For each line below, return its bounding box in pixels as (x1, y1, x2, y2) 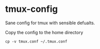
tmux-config (5, 3, 58, 15)
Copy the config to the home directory (5, 29, 83, 35)
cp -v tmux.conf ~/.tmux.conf (5, 39, 68, 44)
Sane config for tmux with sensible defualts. (5, 20, 95, 26)
